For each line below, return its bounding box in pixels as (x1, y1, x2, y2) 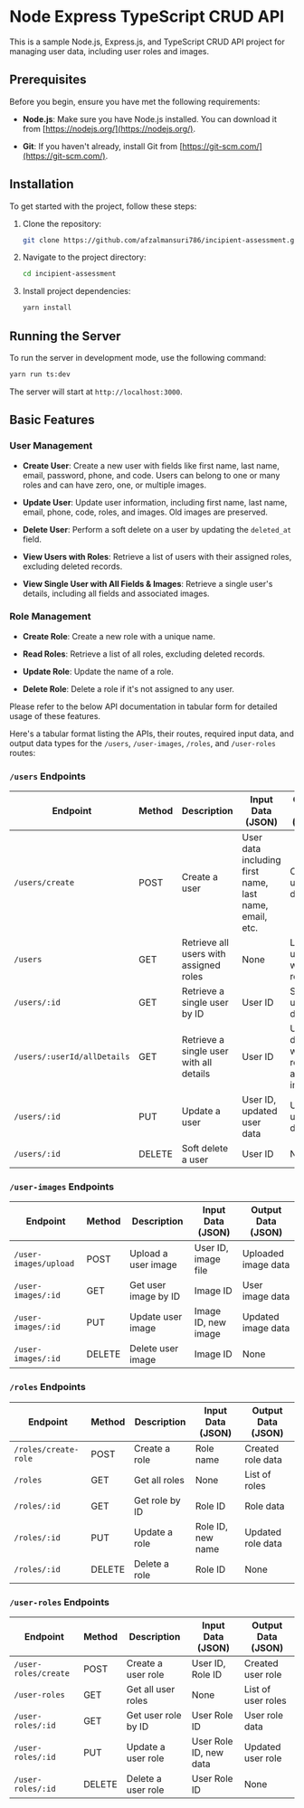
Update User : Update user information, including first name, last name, (22, 497, 288, 507)
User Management (9, 440, 93, 452)
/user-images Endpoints (9, 1180, 115, 1193)
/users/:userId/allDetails (14, 1052, 130, 1062)
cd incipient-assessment (22, 270, 117, 279)
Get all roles (134, 1473, 185, 1486)
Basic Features (9, 412, 95, 428)
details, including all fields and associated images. (22, 588, 210, 599)
